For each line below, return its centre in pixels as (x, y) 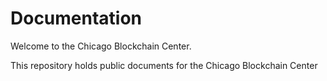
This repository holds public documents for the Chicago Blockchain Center (164, 65)
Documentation (76, 18)
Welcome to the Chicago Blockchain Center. (101, 46)
